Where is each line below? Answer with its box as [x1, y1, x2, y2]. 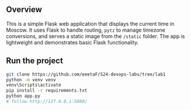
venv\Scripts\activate [6, 82, 61, 88]
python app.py [6, 93, 41, 99]
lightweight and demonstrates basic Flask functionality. [6, 39, 139, 46]
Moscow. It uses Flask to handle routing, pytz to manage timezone [6, 26, 165, 33]
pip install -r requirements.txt [6, 88, 88, 94]
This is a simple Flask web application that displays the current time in [6, 20, 175, 27]
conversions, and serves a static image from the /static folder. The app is [6, 32, 185, 40]
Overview [6, 5, 43, 15]
